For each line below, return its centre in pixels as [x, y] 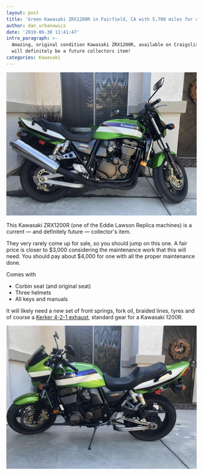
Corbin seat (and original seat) [53, 286]
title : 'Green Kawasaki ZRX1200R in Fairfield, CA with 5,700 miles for [100, 19]
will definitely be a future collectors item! [71, 51]
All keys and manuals [41, 299]
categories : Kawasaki [34, 58]
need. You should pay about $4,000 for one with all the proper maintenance [101, 256]
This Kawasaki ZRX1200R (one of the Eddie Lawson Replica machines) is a [99, 225]
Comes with [21, 274]
